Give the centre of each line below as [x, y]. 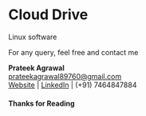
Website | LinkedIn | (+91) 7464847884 [73, 85]
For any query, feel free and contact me [73, 52]
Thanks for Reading [41, 103]
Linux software [33, 37]
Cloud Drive [48, 15]
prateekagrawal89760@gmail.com [65, 76]
